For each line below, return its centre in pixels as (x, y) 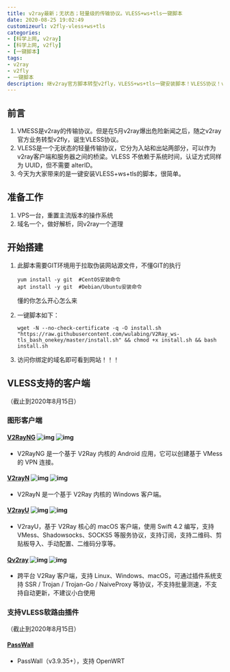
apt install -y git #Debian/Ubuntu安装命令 (79, 287)
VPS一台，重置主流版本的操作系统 (65, 215)
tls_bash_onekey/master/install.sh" (69, 340)
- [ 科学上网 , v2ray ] (34, 39)
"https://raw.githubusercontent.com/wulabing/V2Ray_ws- (98, 334)
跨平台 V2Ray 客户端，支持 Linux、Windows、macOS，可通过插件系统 (117, 576)
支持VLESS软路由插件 (43, 612)
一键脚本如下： (38, 315)
